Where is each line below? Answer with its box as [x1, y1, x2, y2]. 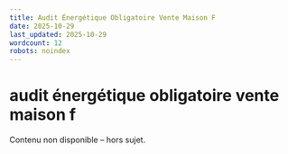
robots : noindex [9, 47, 70, 56]
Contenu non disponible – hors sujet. [9, 134, 146, 145]
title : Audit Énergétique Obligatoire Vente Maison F [9, 13, 217, 23]
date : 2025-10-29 [9, 22, 75, 31]
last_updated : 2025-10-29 [9, 30, 107, 39]
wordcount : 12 [9, 38, 63, 48]
